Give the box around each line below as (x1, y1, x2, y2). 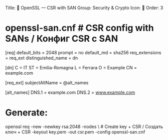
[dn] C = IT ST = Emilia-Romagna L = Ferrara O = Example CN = (5, 64, 137, 70)
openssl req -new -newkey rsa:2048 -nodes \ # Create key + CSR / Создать (5, 123, 163, 129)
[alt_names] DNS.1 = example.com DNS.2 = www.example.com (5, 89, 135, 95)
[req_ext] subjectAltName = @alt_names (5, 79, 89, 85)
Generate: (5, 107, 48, 118)
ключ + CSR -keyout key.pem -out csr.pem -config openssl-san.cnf (5, 128, 145, 135)
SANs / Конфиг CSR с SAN (5, 33, 118, 45)
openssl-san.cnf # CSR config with (5, 23, 154, 34)
